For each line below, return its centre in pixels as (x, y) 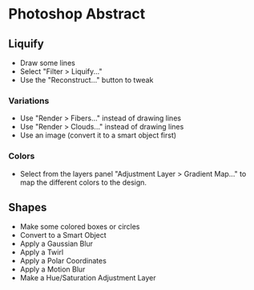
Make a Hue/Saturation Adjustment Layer (88, 278)
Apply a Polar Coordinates (63, 261)
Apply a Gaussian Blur (56, 244)
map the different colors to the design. (83, 182)
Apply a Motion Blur (52, 269)
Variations (29, 100)
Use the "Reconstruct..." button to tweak (87, 80)
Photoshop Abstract (77, 14)
